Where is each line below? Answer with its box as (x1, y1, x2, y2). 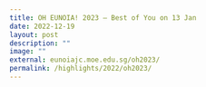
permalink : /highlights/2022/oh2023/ (9, 64, 152, 73)
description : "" (9, 38, 71, 48)
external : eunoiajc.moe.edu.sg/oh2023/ (9, 55, 161, 64)
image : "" (9, 47, 47, 56)
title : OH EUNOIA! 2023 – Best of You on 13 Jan (9, 13, 197, 23)
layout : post (9, 30, 59, 39)
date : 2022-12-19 (9, 22, 75, 31)
